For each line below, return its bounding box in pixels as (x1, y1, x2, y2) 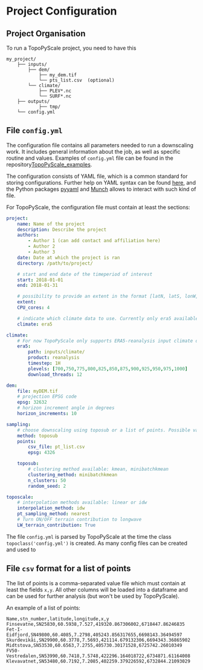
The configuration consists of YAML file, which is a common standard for (6, 172, 188, 180)
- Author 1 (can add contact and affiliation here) (28, 238, 161, 244)
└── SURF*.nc (38, 93, 71, 99)
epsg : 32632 (17, 399, 47, 406)
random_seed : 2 (28, 483, 66, 489)
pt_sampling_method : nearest (17, 511, 91, 517)
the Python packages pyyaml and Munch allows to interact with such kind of (6, 185, 196, 192)
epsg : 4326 (28, 450, 56, 456)
